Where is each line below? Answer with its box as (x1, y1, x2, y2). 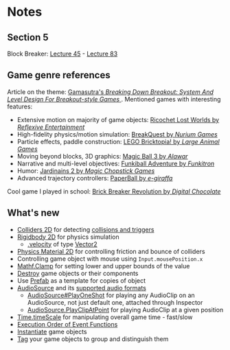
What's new (7, 207, 60, 219)
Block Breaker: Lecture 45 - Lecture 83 (7, 49, 118, 58)
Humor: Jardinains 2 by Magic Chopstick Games (16, 166, 155, 175)
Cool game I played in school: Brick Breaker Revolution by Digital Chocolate (7, 187, 221, 196)
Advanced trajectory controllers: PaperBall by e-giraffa (16, 174, 173, 182)
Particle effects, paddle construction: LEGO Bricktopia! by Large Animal (16, 137, 220, 145)
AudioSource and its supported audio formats (16, 283, 146, 292)
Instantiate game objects (16, 327, 87, 336)
